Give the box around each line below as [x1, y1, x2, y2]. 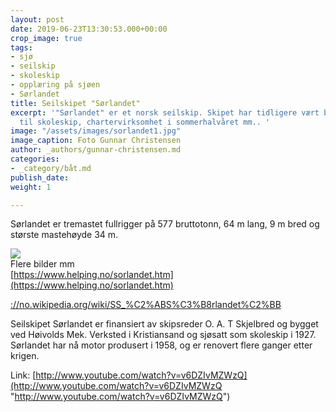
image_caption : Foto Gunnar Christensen [10, 136, 182, 146]
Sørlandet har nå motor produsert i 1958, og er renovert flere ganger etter [10, 339, 313, 351]
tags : [10, 42, 33, 53]
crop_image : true [10, 33, 83, 43]
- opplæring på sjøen [10, 80, 101, 90]
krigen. [10, 350, 40, 362]
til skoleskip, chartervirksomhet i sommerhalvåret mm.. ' [19, 117, 271, 127]
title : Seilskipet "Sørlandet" [10, 98, 141, 108]
